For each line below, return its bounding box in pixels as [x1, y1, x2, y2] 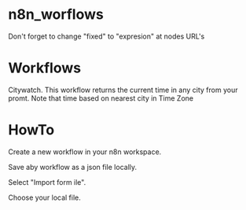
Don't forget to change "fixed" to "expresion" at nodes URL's [8, 31, 205, 41]
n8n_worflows [8, 6, 104, 24]
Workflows [8, 59, 81, 77]
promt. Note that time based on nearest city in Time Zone [8, 93, 194, 103]
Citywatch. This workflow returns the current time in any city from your [8, 85, 238, 94]
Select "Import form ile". [8, 177, 86, 186]
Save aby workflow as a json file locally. [8, 162, 138, 171]
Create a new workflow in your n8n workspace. [8, 147, 162, 157]
